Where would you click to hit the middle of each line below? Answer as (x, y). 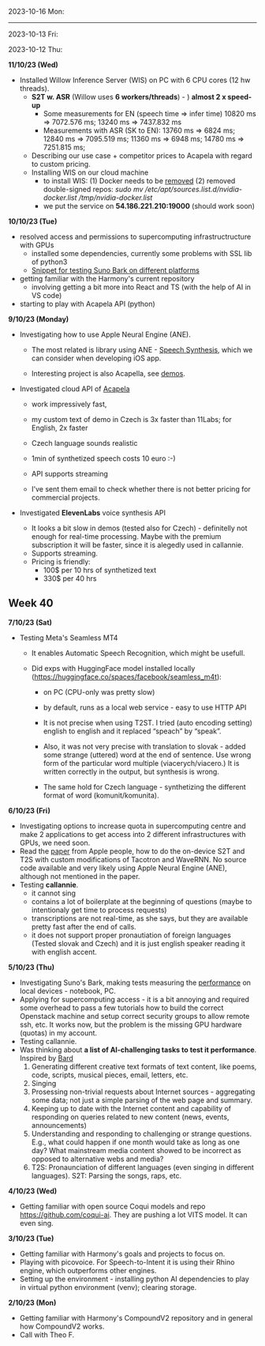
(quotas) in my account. (58, 1033)
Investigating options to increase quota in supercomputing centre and (132, 826)
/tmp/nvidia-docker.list (116, 198)
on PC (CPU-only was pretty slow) (99, 692)
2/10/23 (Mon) (32, 1303)
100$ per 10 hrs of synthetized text (99, 570)
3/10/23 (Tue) (31, 1238)
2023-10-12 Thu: (35, 49)
